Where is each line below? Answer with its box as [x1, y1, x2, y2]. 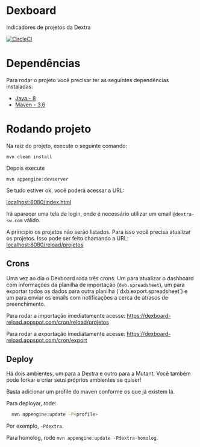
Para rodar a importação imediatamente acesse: [6, 312, 126, 319]
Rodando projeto [6, 122, 92, 136]
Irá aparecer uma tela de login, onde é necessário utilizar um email [6, 210, 172, 217]
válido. [23, 216, 41, 224]
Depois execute [6, 164, 45, 172]
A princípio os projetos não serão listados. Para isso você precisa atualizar [6, 228, 191, 236]
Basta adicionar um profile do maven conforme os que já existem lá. [6, 388, 175, 396]
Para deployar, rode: [6, 400, 57, 407]
